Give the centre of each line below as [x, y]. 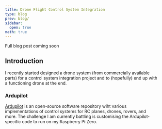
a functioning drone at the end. [36, 83]
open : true [20, 28]
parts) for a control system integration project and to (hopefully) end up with [81, 78]
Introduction [24, 61]
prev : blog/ [17, 18]
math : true [16, 32]
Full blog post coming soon [32, 46]
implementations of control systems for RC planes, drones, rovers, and [76, 112]
